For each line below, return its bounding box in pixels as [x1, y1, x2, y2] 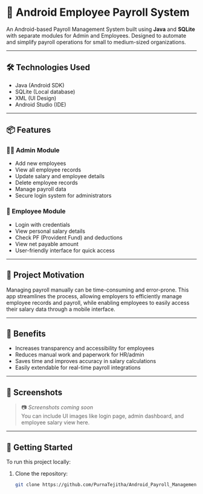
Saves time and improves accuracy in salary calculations [14, 358, 156, 365]
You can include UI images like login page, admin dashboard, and [21, 412, 184, 420]
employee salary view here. [21, 419, 90, 426]
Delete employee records [14, 179, 79, 187]
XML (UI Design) [14, 94, 57, 102]
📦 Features [6, 125, 51, 135]
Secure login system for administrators [14, 192, 112, 199]
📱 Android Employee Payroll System [6, 5, 190, 19]
